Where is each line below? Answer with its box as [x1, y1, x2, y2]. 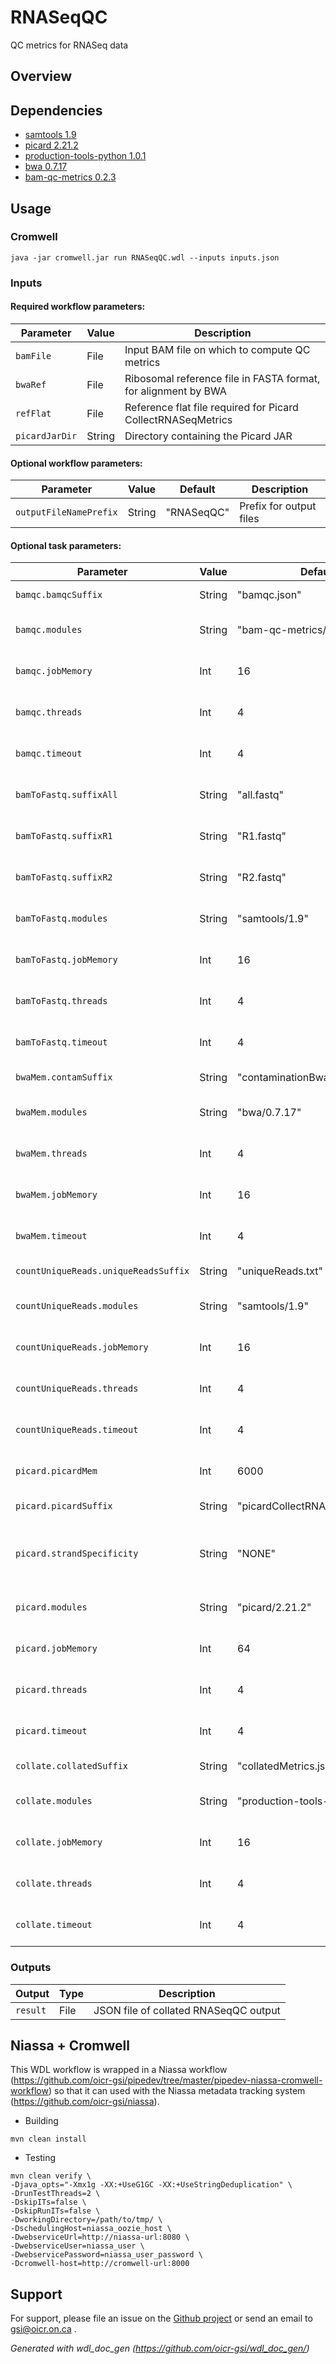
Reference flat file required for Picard [124, 400, 299, 414]
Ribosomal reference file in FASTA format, [124, 371, 321, 385]
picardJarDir [15, 430, 78, 441]
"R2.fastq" [237, 871, 287, 885]
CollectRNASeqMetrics [124, 412, 233, 426]
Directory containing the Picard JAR [124, 429, 293, 443]
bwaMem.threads [15, 1148, 88, 1160]
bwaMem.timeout [15, 1231, 88, 1242]
